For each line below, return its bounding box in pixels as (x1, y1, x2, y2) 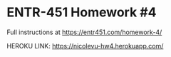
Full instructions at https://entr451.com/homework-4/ (6, 28, 162, 36)
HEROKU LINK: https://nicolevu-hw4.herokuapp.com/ (6, 41, 164, 50)
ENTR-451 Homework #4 (6, 4, 157, 21)
